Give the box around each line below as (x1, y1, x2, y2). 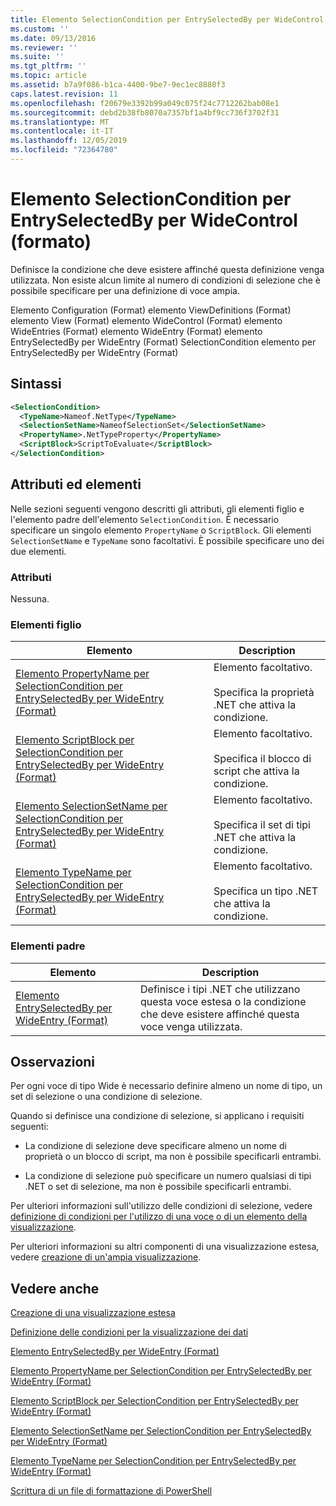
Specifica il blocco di (213, 752, 312, 766)
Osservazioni (10, 1053, 96, 1070)
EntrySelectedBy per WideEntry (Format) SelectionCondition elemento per (10, 336, 317, 348)
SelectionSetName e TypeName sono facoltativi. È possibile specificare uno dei (10, 534, 325, 546)
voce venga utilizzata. (140, 1019, 243, 1033)
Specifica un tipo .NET (213, 884, 319, 898)
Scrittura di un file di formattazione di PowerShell (10, 1485, 213, 1497)
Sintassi (10, 376, 62, 393)
